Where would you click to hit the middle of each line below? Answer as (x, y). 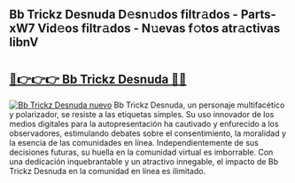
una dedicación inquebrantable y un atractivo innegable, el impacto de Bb (144, 162)
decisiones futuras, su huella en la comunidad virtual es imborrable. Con (141, 152)
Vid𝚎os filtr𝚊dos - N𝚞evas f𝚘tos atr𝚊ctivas (159, 29)
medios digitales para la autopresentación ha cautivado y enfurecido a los (144, 124)
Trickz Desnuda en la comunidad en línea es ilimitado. (108, 171)
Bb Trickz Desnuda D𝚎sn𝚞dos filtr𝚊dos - (124, 15)
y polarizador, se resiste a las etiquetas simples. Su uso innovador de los (142, 114)
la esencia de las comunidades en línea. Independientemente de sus (134, 143)
